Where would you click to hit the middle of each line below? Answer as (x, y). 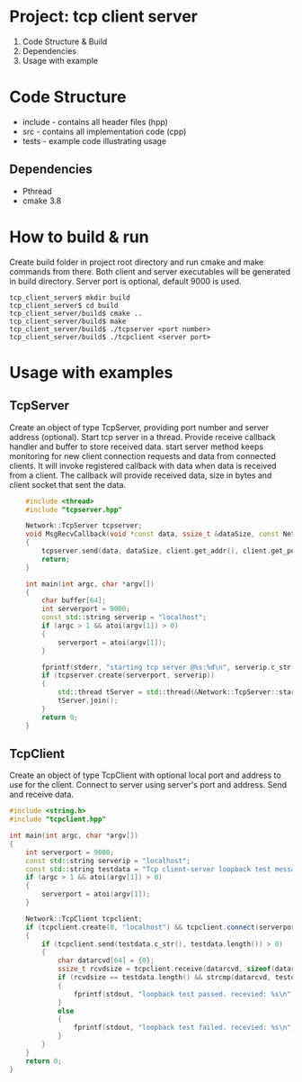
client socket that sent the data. (68, 484)
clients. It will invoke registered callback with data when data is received (143, 465)
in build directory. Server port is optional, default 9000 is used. (125, 281)
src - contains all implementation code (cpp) (104, 131)
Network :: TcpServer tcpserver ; (84, 526)
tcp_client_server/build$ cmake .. (76, 313)
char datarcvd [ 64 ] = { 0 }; (106, 960)
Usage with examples (91, 372)
